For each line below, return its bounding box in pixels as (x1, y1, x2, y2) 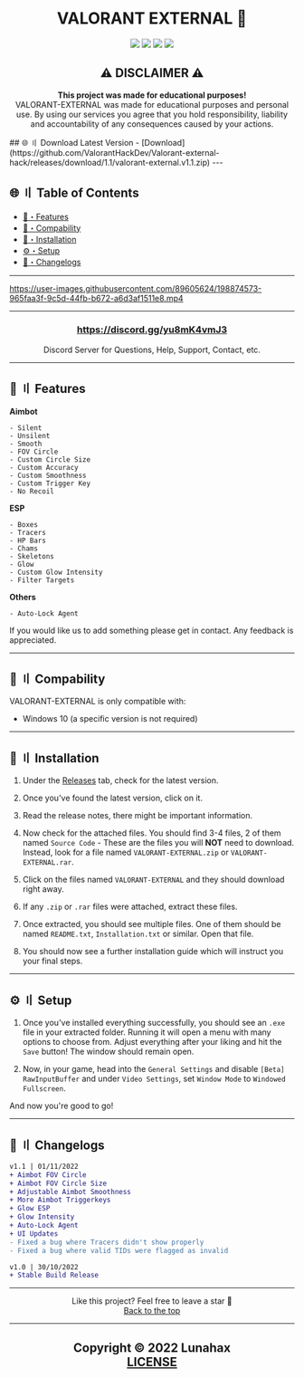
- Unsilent (9, 431, 51, 440)
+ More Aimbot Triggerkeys (9, 1195, 111, 1205)
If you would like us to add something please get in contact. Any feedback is (9, 625, 294, 636)
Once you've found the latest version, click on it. (22, 792, 204, 804)
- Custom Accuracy (9, 463, 79, 472)
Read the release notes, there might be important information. (22, 810, 253, 821)
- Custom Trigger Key (9, 479, 91, 488)
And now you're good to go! (9, 1100, 114, 1112)
